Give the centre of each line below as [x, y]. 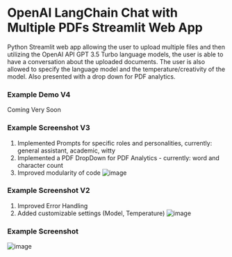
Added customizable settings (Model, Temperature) [91, 213]
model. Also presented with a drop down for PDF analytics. [91, 76]
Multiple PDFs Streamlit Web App [105, 28]
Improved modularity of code [59, 173]
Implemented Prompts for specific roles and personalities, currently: [115, 143]
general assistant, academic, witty [66, 150]
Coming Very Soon [34, 110]
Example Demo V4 [39, 94]
